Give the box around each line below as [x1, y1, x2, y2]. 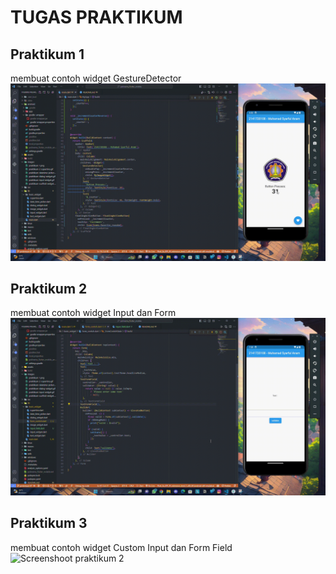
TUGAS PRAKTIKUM [10, 6, 183, 29]
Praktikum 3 [10, 515, 88, 532]
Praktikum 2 [10, 280, 88, 297]
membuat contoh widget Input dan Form [10, 307, 177, 319]
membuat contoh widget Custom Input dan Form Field [10, 541, 233, 553]
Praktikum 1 [10, 46, 85, 63]
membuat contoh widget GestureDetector [10, 72, 182, 84]
